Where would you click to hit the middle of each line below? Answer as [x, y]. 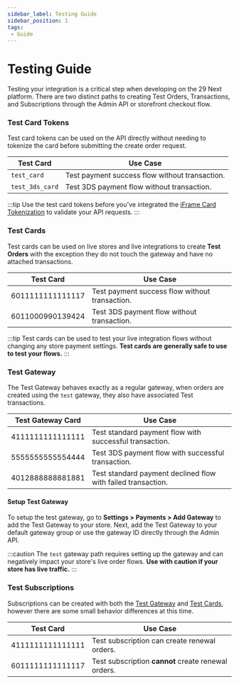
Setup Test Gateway [38, 501]
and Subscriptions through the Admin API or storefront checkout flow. [110, 104]
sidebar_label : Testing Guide [52, 14]
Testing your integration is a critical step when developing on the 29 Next [115, 89]
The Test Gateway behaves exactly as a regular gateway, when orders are [116, 388]
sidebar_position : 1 [38, 21]
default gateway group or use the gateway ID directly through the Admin [113, 533]
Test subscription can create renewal [154, 640]
